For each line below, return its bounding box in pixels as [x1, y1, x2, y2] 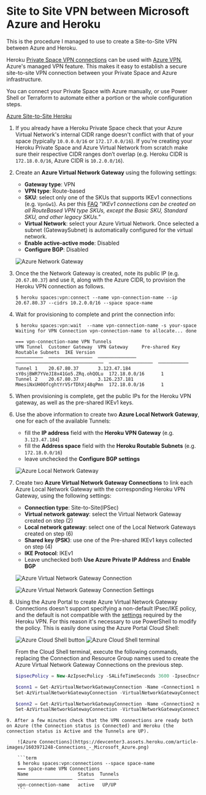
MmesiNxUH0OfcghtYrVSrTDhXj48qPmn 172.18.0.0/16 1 [15, 382, 164, 388]
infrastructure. [6, 75, 43, 83]
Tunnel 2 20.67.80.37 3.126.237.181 [15, 376, 134, 382]
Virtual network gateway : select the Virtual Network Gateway [24, 510, 182, 518]
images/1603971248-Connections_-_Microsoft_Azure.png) [6, 744, 150, 751]
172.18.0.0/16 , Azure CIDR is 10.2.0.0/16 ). [15, 156, 124, 164]
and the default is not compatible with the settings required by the [15, 611, 182, 618]
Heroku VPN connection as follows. [15, 282, 105, 290]
